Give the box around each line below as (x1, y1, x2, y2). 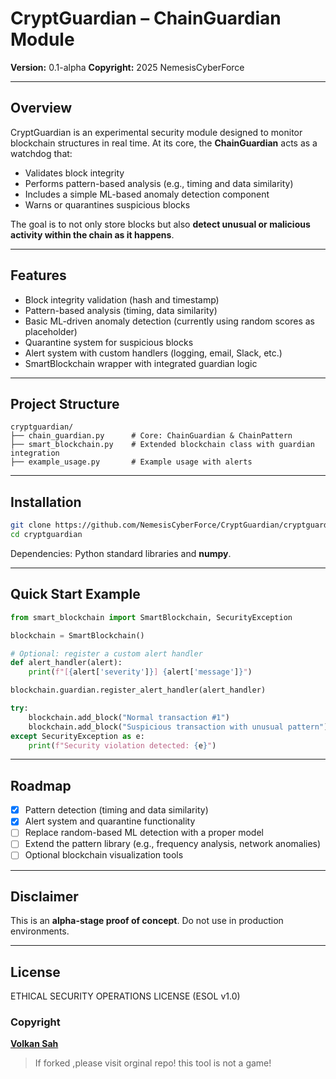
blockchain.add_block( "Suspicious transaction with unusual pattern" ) (28, 722, 329, 732)
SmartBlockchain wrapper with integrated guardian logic (24, 357, 258, 369)
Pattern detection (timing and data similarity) (24, 804, 209, 816)
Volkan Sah (10, 1038, 59, 1050)
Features (10, 267, 67, 284)
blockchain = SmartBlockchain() (10, 630, 145, 641)
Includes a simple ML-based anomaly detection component (24, 188, 270, 200)
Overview (10, 100, 73, 117)
